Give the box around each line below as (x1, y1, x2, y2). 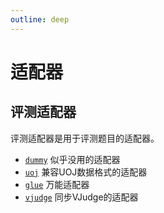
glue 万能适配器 (24, 178, 90, 190)
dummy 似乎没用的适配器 (24, 153, 121, 165)
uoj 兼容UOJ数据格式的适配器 (24, 166, 148, 178)
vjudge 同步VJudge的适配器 (24, 191, 139, 203)
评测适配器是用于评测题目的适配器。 (10, 132, 160, 144)
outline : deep (10, 14, 70, 25)
